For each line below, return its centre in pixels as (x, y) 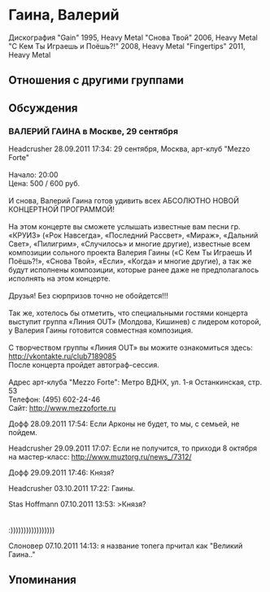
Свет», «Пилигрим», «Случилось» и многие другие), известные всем (129, 244)
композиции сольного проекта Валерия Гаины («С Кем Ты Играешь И (130, 253)
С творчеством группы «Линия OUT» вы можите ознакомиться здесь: (131, 348)
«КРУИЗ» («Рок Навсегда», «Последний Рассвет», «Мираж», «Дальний (133, 235)
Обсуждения (43, 108)
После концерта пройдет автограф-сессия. (84, 365)
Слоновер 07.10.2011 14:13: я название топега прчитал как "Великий (126, 546)
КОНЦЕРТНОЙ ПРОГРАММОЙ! (62, 210)
